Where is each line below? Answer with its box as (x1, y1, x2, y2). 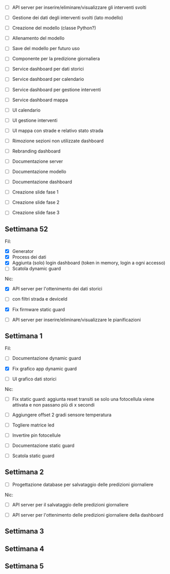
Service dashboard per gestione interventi (12, 87, 101, 93)
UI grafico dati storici (12, 376, 57, 382)
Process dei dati (12, 254, 46, 260)
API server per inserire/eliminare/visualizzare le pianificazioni (12, 316, 141, 323)
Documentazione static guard (12, 442, 75, 449)
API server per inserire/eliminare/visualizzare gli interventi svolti (12, 5, 147, 10)
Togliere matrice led (12, 422, 55, 428)
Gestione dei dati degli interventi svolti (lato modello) (12, 15, 124, 21)
